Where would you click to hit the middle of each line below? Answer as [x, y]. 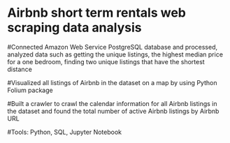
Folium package [30, 90]
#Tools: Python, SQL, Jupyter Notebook [65, 132]
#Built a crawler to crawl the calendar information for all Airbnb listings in [112, 103]
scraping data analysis [74, 28]
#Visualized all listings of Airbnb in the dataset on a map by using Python [112, 82]
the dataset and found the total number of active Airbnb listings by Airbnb [113, 111]
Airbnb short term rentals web [97, 13]
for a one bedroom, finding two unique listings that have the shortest [106, 61]
